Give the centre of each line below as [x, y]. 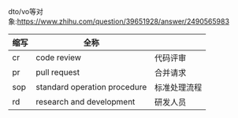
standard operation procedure [91, 87]
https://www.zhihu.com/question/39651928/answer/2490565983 [123, 21]
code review [58, 57]
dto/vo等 [22, 11]
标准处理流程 [178, 87]
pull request [58, 72]
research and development [86, 102]
